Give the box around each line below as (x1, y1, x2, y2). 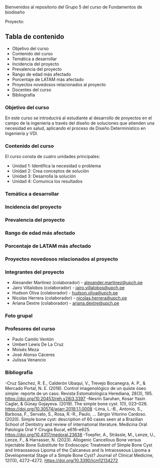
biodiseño (5, 9, 25, 15)
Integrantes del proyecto (5, 269, 64, 275)
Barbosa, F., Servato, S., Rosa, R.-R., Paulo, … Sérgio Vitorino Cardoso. (5, 411, 147, 417)
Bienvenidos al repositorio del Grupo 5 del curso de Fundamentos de (5, 4, 143, 10)
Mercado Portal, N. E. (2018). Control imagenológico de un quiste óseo (5, 385, 146, 391)
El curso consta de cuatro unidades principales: (5, 154, 100, 160)
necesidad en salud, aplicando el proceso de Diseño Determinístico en (5, 126, 146, 131)
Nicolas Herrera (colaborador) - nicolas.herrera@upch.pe (12, 295, 127, 301)
